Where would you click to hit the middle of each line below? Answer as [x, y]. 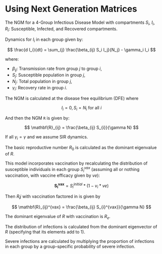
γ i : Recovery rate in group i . [40, 88]
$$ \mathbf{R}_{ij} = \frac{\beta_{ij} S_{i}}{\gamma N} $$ [81, 128]
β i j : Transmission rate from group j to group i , [57, 69]
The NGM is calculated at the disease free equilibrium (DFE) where [72, 98]
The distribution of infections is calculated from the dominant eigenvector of [81, 227]
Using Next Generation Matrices [71, 9]
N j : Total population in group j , [42, 82]
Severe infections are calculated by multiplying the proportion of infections [80, 241]
